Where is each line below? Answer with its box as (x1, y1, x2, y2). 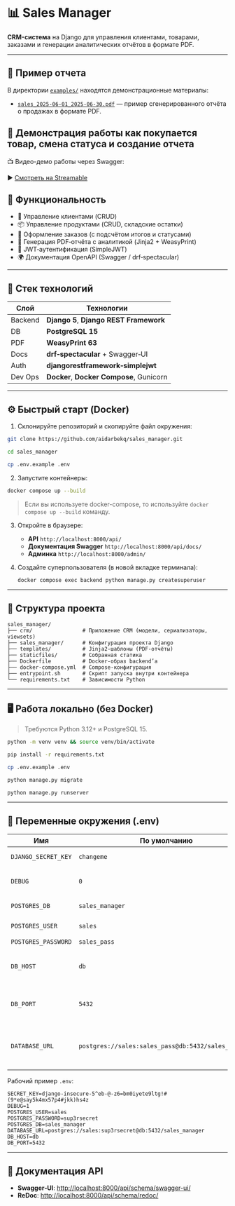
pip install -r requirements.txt (7, 751, 105, 758)
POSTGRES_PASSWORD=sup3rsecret (7, 1115, 99, 1122)
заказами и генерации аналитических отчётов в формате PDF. (7, 40, 194, 48)
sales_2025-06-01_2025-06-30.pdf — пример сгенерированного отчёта (17, 99, 227, 108)
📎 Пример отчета (7, 67, 86, 79)
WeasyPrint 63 (46, 338, 98, 348)
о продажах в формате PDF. (17, 107, 101, 115)
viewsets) (7, 633, 36, 641)
